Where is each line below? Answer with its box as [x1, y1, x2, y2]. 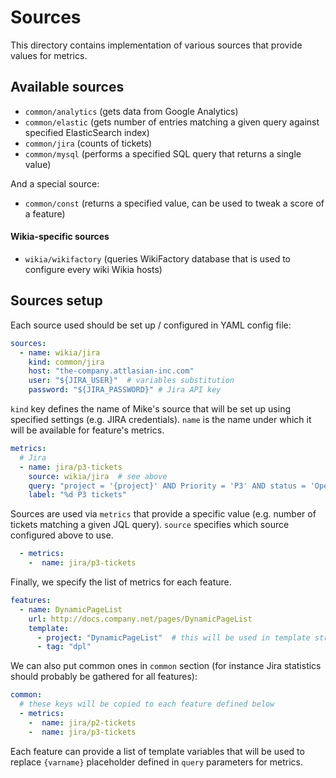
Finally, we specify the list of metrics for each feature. [10, 576, 232, 588]
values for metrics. [10, 49, 88, 61]
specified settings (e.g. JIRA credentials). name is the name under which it [10, 414, 312, 426]
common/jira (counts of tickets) [24, 137, 153, 149]
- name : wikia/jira [19, 347, 101, 358]
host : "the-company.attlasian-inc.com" [28, 366, 195, 376]
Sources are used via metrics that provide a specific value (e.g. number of [10, 508, 317, 520]
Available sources [10, 79, 125, 96]
